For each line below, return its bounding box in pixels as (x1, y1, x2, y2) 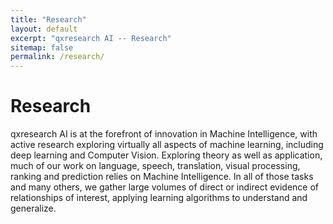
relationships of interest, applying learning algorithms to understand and (10, 192, 308, 204)
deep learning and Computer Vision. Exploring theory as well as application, (10, 149, 323, 161)
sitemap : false (10, 42, 74, 53)
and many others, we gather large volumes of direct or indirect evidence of (10, 181, 320, 193)
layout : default (10, 24, 78, 34)
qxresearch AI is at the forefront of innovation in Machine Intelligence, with (10, 128, 318, 140)
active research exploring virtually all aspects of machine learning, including (10, 139, 324, 151)
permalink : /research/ (10, 52, 105, 62)
